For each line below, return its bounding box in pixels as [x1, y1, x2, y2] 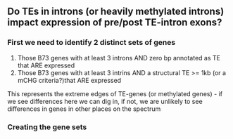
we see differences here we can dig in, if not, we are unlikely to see [7, 97, 203, 105]
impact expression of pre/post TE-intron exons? [7, 17, 222, 29]
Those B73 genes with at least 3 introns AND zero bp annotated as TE [17, 53, 220, 62]
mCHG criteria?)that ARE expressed [17, 76, 122, 84]
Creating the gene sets [7, 122, 87, 132]
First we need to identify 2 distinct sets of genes [7, 38, 176, 48]
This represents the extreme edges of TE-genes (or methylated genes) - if [7, 89, 223, 98]
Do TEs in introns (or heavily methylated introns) [7, 6, 225, 18]
